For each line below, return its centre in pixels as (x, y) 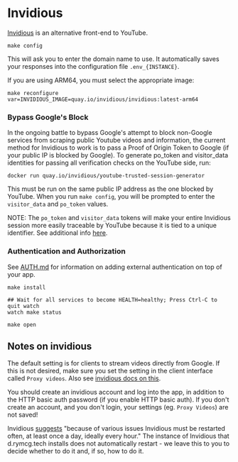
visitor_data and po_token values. (58, 204)
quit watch (23, 306)
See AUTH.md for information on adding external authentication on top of (115, 267)
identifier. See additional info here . (58, 233)
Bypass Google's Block (48, 117)
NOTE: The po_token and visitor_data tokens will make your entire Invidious (119, 218)
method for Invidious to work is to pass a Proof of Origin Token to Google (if (118, 148)
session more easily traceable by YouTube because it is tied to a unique (112, 226)
